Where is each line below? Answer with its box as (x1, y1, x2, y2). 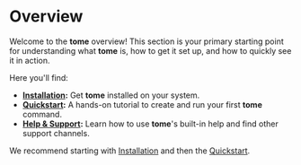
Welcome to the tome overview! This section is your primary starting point (9, 36, 285, 47)
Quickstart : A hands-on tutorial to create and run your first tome (22, 99, 262, 109)
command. (22, 109, 63, 119)
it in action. (9, 55, 51, 65)
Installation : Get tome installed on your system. (22, 90, 200, 100)
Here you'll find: (9, 72, 69, 82)
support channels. (22, 127, 90, 138)
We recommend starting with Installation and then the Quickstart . (9, 145, 251, 156)
